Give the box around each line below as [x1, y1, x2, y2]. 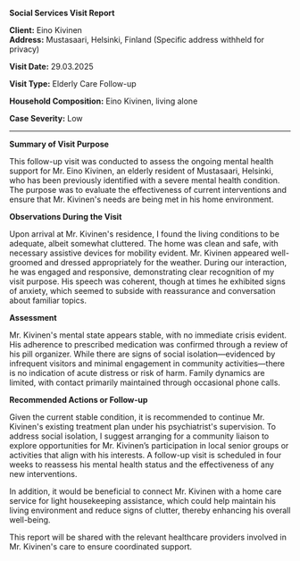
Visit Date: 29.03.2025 [9, 62, 94, 71]
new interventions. [9, 469, 78, 479]
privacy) [9, 44, 40, 54]
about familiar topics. [9, 295, 87, 306]
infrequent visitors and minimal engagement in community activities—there [9, 358, 286, 369]
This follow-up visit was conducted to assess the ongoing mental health [9, 156, 274, 166]
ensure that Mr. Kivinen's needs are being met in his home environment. [9, 194, 274, 205]
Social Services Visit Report [9, 8, 115, 18]
